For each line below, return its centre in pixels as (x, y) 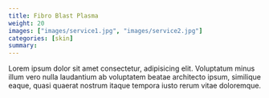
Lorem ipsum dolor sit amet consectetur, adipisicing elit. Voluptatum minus (132, 68)
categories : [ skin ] (41, 38)
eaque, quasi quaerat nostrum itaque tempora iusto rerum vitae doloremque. (135, 86)
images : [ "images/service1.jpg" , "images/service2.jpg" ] (106, 31)
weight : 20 (26, 23)
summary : (23, 46)
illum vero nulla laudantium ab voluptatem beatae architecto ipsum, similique (134, 77)
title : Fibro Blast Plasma (53, 16)
